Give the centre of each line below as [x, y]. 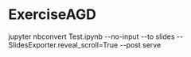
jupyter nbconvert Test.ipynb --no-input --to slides [92, 36]
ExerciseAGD [53, 15]
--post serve [140, 44]
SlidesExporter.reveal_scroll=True [63, 44]
